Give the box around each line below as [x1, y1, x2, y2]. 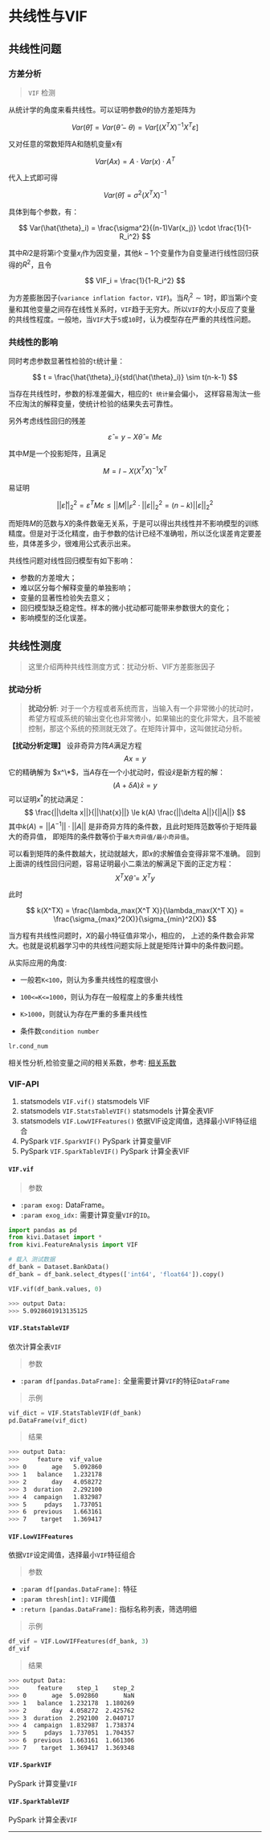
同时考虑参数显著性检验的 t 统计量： [8, 356, 125, 366]
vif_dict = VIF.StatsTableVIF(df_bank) [8, 1409, 142, 1417]
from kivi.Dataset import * [8, 1234, 103, 1242]
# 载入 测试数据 [8, 1255, 55, 1263]
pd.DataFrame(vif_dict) [8, 1416, 88, 1424]
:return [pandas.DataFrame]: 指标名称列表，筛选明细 [19, 1604, 198, 1614]
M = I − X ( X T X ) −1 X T [103, 465, 167, 475]
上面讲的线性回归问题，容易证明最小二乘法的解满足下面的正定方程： [8, 858, 234, 869]
